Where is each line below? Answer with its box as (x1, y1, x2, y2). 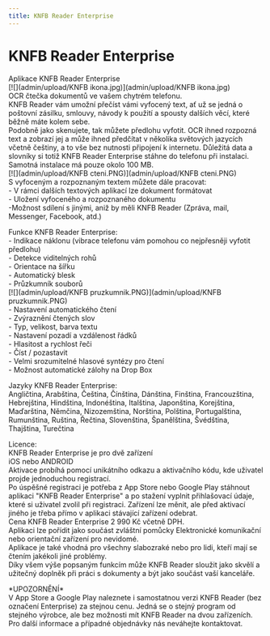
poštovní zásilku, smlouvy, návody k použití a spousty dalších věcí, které (8, 108, 251, 117)
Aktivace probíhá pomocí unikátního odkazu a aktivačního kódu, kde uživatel (8, 465, 264, 475)
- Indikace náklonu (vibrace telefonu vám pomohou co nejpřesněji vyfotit (8, 236, 251, 245)
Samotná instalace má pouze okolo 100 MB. (8, 160, 154, 169)
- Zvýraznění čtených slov (8, 313, 95, 322)
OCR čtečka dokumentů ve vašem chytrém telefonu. (8, 91, 183, 100)
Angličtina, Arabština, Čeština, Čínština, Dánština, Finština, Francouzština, (8, 389, 255, 399)
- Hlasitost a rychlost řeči (8, 339, 92, 348)
